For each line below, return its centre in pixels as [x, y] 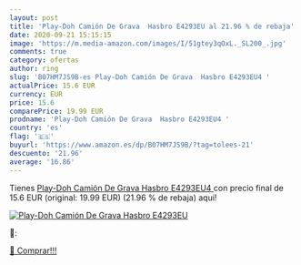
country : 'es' [36, 128]
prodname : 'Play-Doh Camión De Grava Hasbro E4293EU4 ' [120, 119]
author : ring [34, 69]
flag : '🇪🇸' [32, 137]
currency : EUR [36, 94]
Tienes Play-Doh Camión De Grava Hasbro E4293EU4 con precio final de [146, 188]
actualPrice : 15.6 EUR [52, 86]
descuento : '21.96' [46, 153]
